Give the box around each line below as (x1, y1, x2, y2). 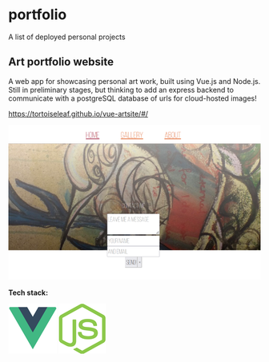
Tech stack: (8, 288, 49, 297)
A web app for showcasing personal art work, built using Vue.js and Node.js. (8, 76, 261, 86)
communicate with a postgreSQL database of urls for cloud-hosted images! (8, 93, 258, 103)
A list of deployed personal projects (8, 32, 126, 42)
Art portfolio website (8, 55, 114, 69)
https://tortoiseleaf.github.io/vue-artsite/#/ (8, 109, 149, 118)
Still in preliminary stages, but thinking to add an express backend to (8, 85, 235, 94)
